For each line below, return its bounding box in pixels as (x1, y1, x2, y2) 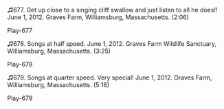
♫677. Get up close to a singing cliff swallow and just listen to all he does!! (7, 6, 218, 14)
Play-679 (7, 94, 33, 102)
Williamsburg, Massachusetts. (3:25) (7, 47, 111, 55)
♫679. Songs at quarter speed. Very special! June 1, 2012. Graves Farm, (7, 73, 212, 82)
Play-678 (7, 60, 33, 68)
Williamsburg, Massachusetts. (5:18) (7, 81, 110, 88)
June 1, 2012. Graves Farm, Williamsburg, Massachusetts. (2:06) (7, 13, 190, 21)
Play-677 (7, 27, 33, 34)
